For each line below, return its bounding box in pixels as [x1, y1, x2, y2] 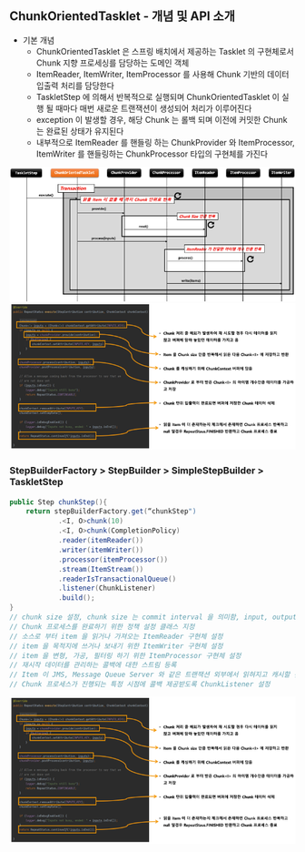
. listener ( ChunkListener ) [57, 583, 156, 593]
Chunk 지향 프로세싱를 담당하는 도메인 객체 [35, 57, 190, 68]
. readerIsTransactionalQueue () [57, 574, 177, 583]
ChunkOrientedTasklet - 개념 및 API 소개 [9, 8, 236, 25]
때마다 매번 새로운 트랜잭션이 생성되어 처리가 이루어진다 [55, 103, 252, 114]
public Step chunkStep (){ [9, 497, 107, 507]
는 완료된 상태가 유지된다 [35, 126, 124, 137]
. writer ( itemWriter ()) [57, 545, 144, 554]
